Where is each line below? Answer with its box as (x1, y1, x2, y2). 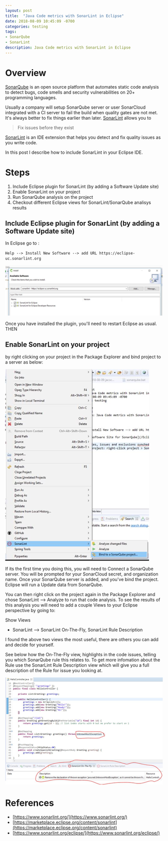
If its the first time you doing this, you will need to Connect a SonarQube (5, 566, 153, 572)
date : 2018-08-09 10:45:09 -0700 (5, 19, 75, 24)
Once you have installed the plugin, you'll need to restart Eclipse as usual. (5, 321, 157, 327)
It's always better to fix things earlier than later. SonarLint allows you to (5, 115, 151, 121)
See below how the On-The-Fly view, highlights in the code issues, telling (5, 651, 156, 657)
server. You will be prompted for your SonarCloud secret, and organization (5, 571, 158, 577)
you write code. (5, 139, 37, 145)
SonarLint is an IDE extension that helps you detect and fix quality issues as (5, 134, 161, 140)
